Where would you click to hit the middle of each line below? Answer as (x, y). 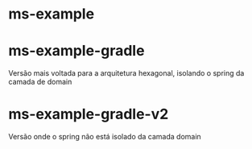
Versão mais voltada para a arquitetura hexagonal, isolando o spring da (126, 73)
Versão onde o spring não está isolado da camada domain (105, 137)
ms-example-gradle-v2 (89, 114)
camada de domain (40, 82)
